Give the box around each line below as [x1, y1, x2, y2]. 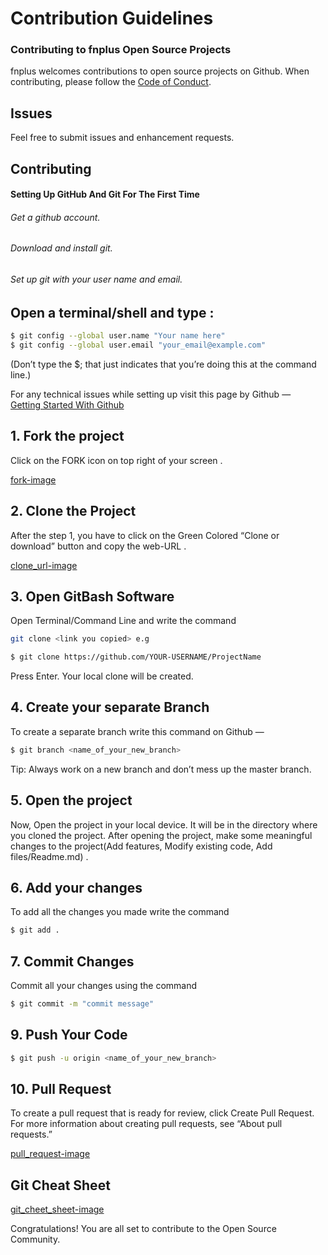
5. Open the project [10, 792, 133, 809]
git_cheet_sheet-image [10, 1203, 105, 1216]
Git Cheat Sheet [10, 1177, 111, 1194]
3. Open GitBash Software [10, 588, 175, 605]
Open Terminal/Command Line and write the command [10, 615, 237, 627]
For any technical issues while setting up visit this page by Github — [10, 388, 292, 400]
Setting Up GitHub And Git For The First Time [10, 188, 200, 201]
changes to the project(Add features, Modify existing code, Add [10, 840, 273, 852]
